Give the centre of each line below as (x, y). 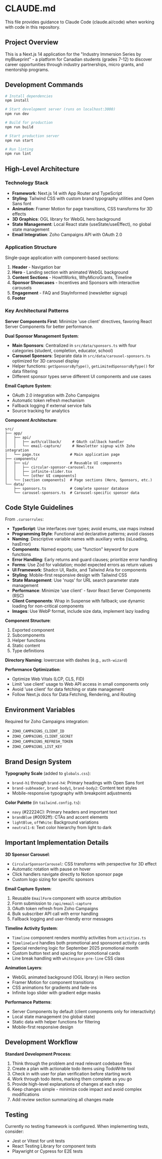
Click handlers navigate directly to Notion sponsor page (67, 874)
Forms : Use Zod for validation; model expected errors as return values (82, 565)
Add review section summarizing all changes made (63, 1099)
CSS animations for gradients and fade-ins (54, 987)
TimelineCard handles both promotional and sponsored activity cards (81, 943)
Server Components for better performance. (49, 327)
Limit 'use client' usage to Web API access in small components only (80, 684)
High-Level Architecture (42, 169)
